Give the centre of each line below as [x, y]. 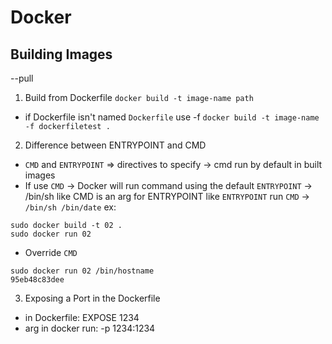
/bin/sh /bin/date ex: [70, 207]
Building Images [61, 54]
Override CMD [51, 252]
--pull [22, 78]
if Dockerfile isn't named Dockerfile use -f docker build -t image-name [172, 117]
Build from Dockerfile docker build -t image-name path [139, 97]
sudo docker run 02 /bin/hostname [82, 271]
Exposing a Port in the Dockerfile [92, 298]
